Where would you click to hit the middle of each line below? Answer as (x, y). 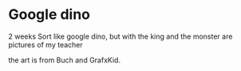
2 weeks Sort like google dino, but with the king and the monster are (120, 36)
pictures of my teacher (46, 44)
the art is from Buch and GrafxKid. (65, 60)
